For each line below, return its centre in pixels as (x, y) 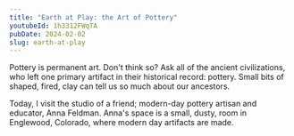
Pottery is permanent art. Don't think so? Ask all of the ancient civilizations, (147, 68)
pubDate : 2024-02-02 (48, 34)
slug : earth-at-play (48, 42)
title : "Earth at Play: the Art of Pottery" (93, 17)
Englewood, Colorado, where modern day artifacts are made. (122, 123)
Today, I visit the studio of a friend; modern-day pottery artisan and (133, 104)
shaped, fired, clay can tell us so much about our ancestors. (120, 86)
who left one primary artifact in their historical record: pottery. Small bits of (147, 77)
